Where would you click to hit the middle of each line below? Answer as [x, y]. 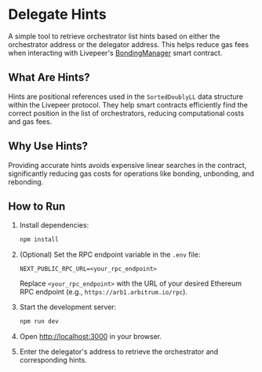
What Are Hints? [49, 77]
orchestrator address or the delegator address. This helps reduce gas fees [129, 44]
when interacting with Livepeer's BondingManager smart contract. [115, 53]
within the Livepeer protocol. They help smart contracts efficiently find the [128, 104]
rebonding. [26, 181]
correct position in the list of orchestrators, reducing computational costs [126, 113]
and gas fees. [30, 121]
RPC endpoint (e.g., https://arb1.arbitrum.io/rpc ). [104, 292]
